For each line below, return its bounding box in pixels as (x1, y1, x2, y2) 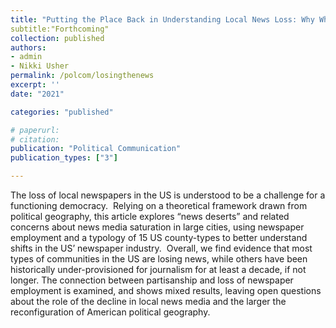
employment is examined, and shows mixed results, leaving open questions (10, 285, 322, 296)
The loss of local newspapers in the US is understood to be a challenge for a (10, 189, 326, 201)
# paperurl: (10, 125, 60, 135)
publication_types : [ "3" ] (10, 153, 118, 163)
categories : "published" (10, 107, 114, 117)
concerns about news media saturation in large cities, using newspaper (10, 221, 305, 233)
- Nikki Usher (10, 61, 70, 71)
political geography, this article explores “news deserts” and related (10, 211, 290, 222)
